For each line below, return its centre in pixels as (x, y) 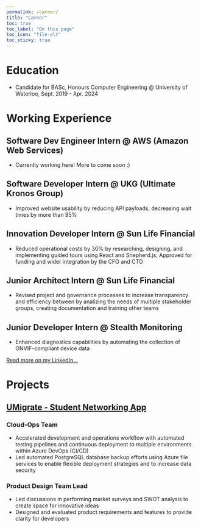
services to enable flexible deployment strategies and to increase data (103, 464)
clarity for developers (42, 519)
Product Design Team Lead (47, 486)
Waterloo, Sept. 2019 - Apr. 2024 (57, 93)
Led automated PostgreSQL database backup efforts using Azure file (102, 457)
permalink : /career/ (33, 12)
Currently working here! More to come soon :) (72, 164)
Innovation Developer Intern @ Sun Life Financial (101, 234)
